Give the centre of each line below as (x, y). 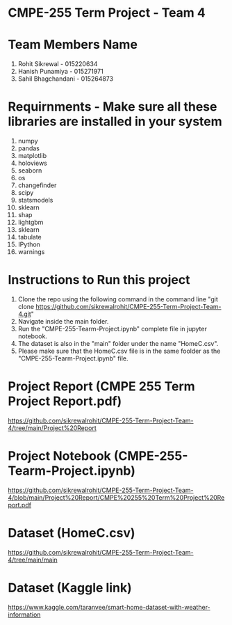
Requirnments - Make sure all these (113, 107)
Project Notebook (60, 456)
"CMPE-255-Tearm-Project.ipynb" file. (73, 358)
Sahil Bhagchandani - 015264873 (66, 79)
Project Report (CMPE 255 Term (101, 387)
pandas (29, 148)
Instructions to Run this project (99, 280)
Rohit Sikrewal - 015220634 (58, 64)
